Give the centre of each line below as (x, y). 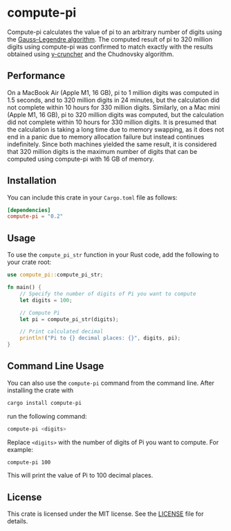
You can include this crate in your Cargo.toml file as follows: (92, 197)
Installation (32, 181)
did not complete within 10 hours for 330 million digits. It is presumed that (112, 122)
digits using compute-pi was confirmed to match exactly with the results (110, 46)
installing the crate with (40, 390)
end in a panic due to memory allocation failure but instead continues (106, 137)
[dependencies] (29, 210)
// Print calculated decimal (62, 332)
